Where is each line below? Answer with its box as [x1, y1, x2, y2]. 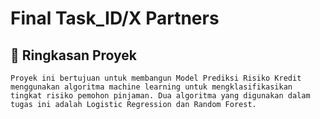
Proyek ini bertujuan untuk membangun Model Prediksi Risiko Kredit [10, 73, 302, 83]
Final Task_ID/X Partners [10, 7, 220, 30]
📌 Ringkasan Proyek [10, 47, 138, 64]
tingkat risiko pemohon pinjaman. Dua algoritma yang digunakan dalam [10, 91, 311, 101]
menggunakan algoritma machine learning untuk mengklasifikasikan [10, 82, 293, 92]
